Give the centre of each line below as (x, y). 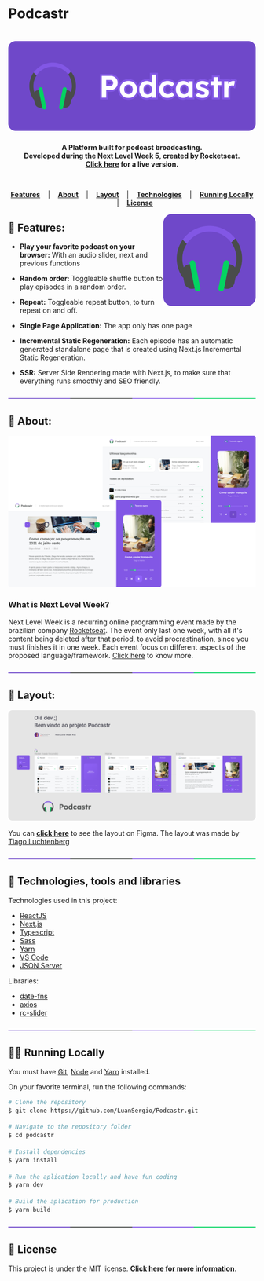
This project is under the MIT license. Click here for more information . (123, 1268)
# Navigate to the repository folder (70, 1127)
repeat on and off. (48, 310)
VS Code (34, 957)
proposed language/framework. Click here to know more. (101, 655)
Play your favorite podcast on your (77, 247)
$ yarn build (29, 1210)
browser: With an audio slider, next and (83, 255)
